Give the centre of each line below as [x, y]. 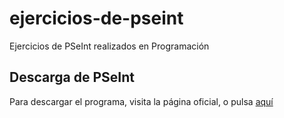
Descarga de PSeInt [72, 77]
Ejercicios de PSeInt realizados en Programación [109, 46]
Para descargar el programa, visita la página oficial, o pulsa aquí [141, 101]
